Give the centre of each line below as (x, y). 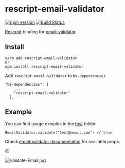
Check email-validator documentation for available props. (63, 141)
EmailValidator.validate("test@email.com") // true (58, 132)
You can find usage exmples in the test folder (50, 123)
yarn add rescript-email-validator (41, 58)
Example (18, 112)
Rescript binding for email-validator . (41, 31)
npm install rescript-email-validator (44, 66)
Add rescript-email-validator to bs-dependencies (55, 76)
